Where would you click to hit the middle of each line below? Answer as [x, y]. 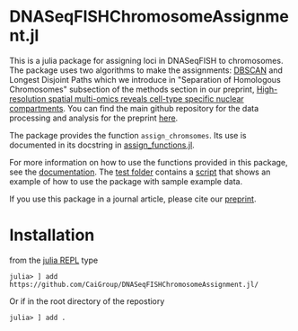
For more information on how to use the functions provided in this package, [149, 162]
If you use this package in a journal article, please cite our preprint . [133, 199]
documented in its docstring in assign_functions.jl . [102, 145]
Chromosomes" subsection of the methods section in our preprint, [132, 89]
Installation [52, 235]
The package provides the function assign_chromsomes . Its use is [128, 135]
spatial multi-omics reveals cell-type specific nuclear [146, 98]
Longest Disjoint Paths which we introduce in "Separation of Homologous [145, 79]
